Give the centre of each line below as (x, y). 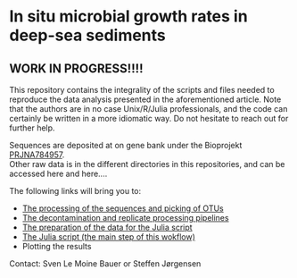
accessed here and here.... (58, 173)
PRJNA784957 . (37, 155)
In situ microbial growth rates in (128, 17)
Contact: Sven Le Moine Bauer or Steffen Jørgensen (105, 264)
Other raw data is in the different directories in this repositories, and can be (147, 164)
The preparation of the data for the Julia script (107, 227)
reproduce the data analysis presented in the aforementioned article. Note (145, 99)
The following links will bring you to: (75, 191)
